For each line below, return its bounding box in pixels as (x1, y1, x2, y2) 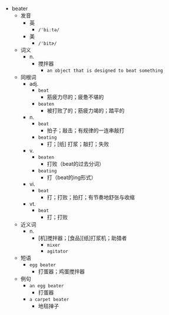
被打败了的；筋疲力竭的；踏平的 (47, 107, 125, 114)
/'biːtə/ (38, 27, 60, 33)
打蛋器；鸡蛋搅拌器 (38, 268, 85, 275)
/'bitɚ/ (38, 41, 57, 46)
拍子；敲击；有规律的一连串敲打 (47, 127, 125, 134)
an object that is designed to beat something (47, 68, 163, 73)
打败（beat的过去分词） (47, 160, 105, 167)
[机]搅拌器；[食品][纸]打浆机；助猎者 (38, 234, 127, 242)
